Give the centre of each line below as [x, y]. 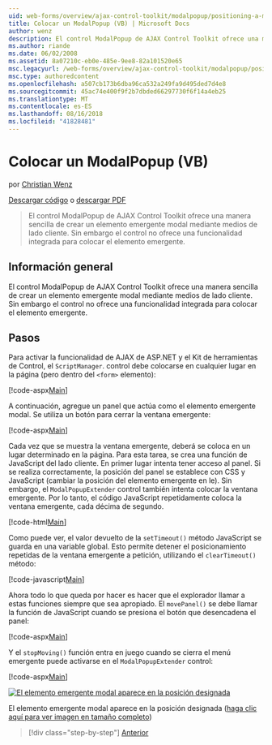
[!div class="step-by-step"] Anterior [88, 733]
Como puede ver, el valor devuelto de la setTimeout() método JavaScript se [135, 538]
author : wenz [30, 31]
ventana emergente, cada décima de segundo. [86, 506]
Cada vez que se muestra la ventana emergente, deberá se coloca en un [130, 446]
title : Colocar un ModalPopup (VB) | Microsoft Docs [99, 24]
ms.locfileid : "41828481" [52, 122]
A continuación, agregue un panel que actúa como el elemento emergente [132, 406]
